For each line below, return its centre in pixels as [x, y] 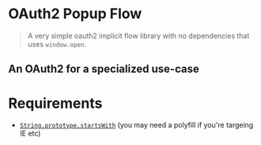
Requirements [55, 103]
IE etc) [30, 134]
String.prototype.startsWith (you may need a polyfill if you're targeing [136, 125]
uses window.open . [57, 44]
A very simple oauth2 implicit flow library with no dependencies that [138, 36]
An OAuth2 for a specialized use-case [104, 69]
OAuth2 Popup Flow [75, 14]
